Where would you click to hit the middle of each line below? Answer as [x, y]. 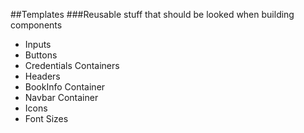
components [36, 25]
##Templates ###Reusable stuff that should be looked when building [152, 14]
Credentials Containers [72, 65]
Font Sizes [46, 118]
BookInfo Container [65, 87]
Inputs [38, 44]
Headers [42, 76]
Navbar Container [61, 97]
